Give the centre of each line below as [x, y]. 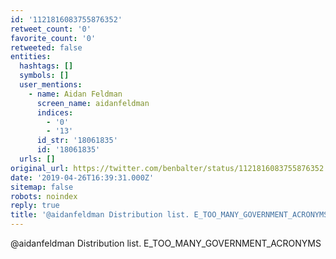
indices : [55, 112]
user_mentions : [51, 85]
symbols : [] [44, 76]
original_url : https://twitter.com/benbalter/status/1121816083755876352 [167, 168]
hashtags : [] [46, 66]
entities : [31, 57]
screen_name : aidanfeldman [93, 103]
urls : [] [37, 159]
